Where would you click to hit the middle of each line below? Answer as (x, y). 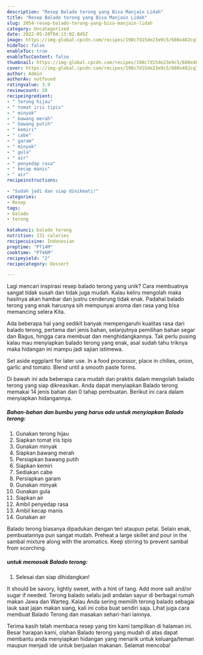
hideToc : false (26, 46)
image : (15, 40)
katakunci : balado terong (39, 230)
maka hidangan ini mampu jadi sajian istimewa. (65, 349)
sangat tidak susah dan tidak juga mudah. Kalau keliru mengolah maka (94, 293)
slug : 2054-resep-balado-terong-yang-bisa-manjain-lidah (80, 23)
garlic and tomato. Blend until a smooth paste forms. (72, 367)
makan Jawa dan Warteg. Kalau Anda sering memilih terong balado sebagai (101, 602)
